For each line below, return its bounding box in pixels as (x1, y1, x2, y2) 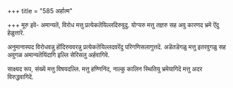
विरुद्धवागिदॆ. (7, 73, 34, 81)
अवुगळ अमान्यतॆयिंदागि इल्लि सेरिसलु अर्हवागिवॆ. (7, 51, 110, 59)
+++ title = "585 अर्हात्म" (7, 7, 73, 15)
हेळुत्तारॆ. (7, 29, 25, 37)
